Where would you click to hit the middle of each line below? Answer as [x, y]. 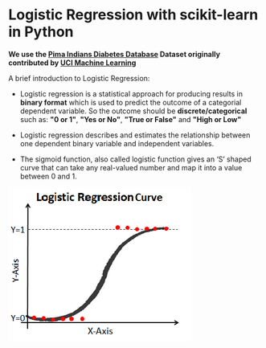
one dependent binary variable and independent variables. [117, 143]
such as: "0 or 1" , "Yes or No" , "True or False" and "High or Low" [131, 119]
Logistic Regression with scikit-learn [133, 15]
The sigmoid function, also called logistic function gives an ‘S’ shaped [135, 159]
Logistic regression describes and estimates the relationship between [135, 135]
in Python [41, 32]
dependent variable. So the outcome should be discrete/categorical [133, 111]
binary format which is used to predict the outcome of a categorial [131, 102]
